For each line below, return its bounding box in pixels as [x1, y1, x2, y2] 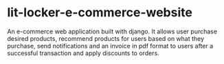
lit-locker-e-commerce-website [7, 5, 192, 20]
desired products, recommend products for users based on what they [7, 34, 205, 42]
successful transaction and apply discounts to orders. [7, 49, 159, 57]
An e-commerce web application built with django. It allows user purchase [7, 27, 218, 35]
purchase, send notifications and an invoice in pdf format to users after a [7, 42, 214, 50]
